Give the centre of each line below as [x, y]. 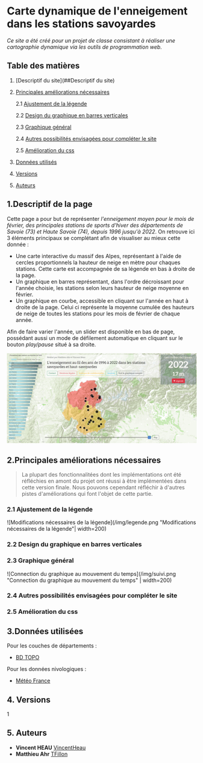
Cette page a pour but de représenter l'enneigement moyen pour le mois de [101, 218]
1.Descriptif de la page [50, 204]
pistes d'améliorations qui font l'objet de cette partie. [87, 494]
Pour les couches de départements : [52, 646]
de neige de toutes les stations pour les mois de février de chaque [98, 314]
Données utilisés [36, 162]
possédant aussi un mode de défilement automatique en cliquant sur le [95, 338]
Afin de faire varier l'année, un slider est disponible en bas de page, [91, 332]
